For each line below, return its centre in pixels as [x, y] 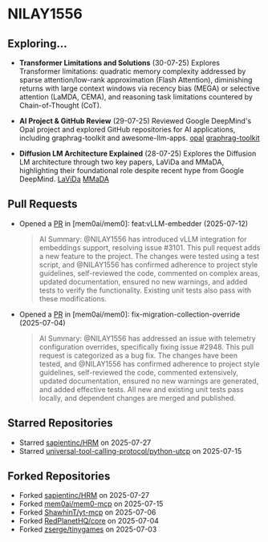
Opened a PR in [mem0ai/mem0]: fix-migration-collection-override [130, 314]
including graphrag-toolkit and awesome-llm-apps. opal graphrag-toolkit [139, 138]
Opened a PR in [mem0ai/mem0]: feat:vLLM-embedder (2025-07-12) [134, 223]
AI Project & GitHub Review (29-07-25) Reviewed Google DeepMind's [135, 121]
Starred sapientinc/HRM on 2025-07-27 [85, 443]
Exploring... [37, 44]
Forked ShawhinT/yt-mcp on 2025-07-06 [87, 512]
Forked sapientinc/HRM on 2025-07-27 [84, 495]
